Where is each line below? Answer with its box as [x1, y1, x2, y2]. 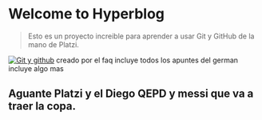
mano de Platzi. [27, 39, 80, 49]
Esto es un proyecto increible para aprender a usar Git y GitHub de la [27, 31, 255, 41]
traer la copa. [8, 99, 76, 113]
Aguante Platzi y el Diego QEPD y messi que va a [8, 87, 254, 101]
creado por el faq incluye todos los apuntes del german [55, 55, 238, 65]
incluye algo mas [8, 63, 64, 73]
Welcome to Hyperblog [8, 5, 165, 23]
